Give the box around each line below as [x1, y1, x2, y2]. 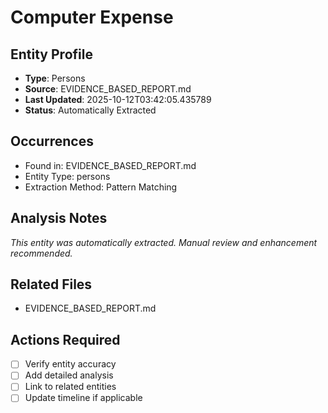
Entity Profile [10, 46, 93, 63]
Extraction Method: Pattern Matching [24, 181, 178, 193]
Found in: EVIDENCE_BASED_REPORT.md [24, 159, 197, 171]
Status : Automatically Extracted [24, 104, 157, 116]
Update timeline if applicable [24, 392, 143, 404]
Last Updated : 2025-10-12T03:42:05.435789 [24, 94, 212, 105]
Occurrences [10, 133, 94, 150]
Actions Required [10, 331, 121, 348]
